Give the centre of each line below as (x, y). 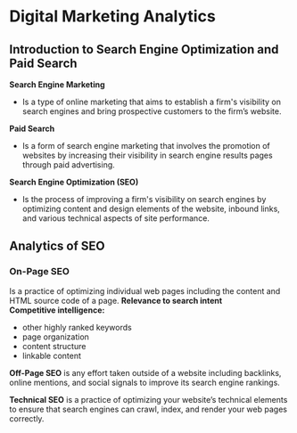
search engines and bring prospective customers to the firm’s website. (152, 111)
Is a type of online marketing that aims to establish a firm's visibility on (151, 102)
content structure (54, 346)
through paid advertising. (69, 165)
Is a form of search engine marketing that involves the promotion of (146, 146)
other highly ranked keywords (77, 327)
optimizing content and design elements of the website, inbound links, (151, 208)
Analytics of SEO (57, 246)
